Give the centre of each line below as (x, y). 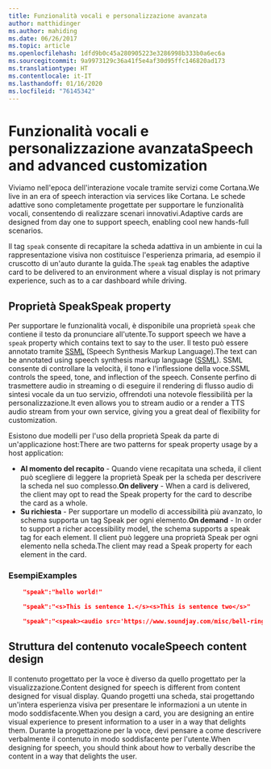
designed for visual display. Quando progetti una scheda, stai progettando (131, 695)
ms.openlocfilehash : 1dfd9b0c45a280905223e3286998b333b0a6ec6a (117, 53)
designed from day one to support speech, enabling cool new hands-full (129, 222)
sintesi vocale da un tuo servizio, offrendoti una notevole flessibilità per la (131, 395)
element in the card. (53, 555)
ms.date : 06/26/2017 (43, 38)
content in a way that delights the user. (73, 756)
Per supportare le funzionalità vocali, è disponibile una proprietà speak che (132, 326)
